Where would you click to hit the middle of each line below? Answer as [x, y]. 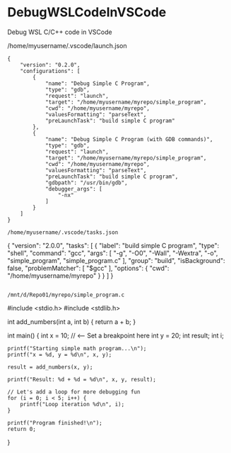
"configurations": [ [50, 71]
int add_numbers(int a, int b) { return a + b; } [72, 321]
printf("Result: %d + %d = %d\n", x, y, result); [82, 379]
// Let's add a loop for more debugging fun [74, 392]
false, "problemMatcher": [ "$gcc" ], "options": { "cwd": [88, 268]
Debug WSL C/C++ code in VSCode [60, 32]
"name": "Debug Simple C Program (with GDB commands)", [129, 139]
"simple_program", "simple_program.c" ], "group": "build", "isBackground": [116, 260]
